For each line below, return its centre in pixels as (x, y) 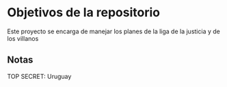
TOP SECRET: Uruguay (39, 76)
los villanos (23, 38)
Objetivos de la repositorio (84, 13)
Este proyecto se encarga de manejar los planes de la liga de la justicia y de (113, 31)
